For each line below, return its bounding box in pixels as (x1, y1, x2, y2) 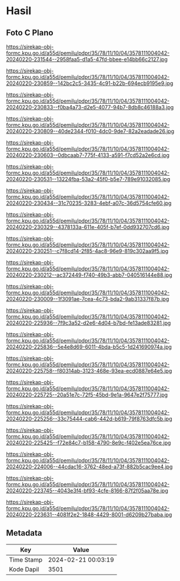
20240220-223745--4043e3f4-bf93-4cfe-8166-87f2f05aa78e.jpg (6, 487, 169, 494)
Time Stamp (9, 556, 43, 564)
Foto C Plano (6, 28, 54, 38)
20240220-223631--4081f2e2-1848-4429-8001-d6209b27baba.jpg (6, 511, 172, 518)
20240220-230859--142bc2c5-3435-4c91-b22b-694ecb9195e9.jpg (6, 80, 174, 87)
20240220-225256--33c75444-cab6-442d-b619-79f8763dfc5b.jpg (6, 415, 172, 422)
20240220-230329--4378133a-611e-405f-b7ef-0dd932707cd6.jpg (6, 224, 169, 231)
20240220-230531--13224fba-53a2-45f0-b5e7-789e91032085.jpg (6, 176, 171, 182)
